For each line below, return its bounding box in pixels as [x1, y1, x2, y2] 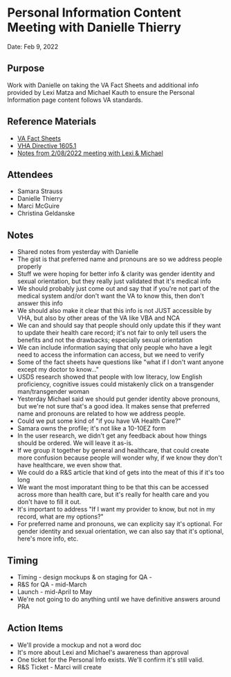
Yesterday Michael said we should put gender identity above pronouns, [17, 395, 221, 403]
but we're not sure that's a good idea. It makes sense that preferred [17, 402, 210, 410]
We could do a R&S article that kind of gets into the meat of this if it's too [17, 469, 225, 477]
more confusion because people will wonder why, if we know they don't [17, 453, 223, 462]
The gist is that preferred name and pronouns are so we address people [17, 255, 223, 264]
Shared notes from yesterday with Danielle [17, 248, 139, 256]
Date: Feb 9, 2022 [7, 42, 59, 51]
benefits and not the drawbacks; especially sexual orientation [17, 336, 193, 344]
